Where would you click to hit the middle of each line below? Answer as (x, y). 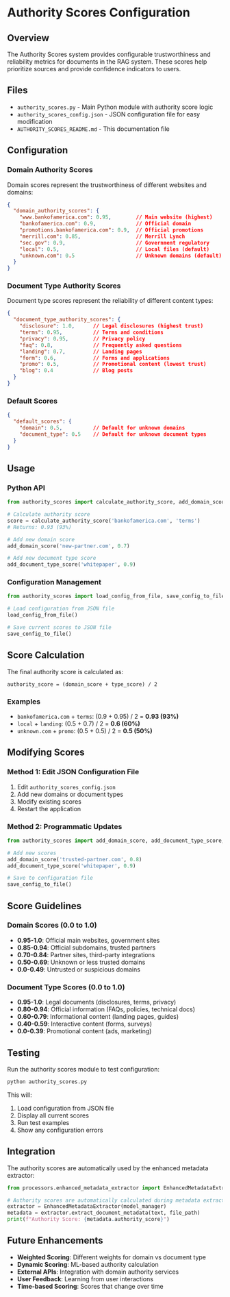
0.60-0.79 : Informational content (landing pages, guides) (98, 1017)
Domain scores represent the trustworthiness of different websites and (107, 185)
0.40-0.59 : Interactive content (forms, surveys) (85, 1024)
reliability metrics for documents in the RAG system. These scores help (107, 62)
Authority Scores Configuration (99, 13)
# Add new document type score (52, 558)
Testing (24, 1053)
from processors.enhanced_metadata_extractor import (84, 1188)
